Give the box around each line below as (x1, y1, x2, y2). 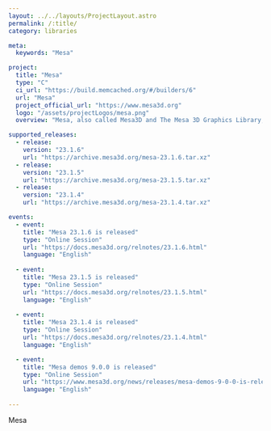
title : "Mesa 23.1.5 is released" (23, 273, 139, 281)
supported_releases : (8, 131, 78, 139)
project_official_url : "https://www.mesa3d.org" (15, 101, 182, 109)
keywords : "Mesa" (15, 49, 74, 57)
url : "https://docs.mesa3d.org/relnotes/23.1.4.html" (23, 333, 207, 341)
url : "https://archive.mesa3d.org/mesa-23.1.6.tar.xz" (23, 153, 211, 162)
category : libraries (8, 27, 78, 35)
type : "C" (15, 78, 48, 87)
